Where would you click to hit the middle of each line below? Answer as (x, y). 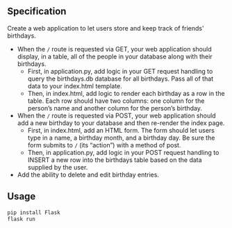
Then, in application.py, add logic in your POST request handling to (123, 152)
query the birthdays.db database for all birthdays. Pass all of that (121, 79)
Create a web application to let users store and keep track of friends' (106, 28)
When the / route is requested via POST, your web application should (117, 115)
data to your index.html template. (75, 85)
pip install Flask (34, 212)
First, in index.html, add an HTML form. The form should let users (121, 130)
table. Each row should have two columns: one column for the (116, 101)
